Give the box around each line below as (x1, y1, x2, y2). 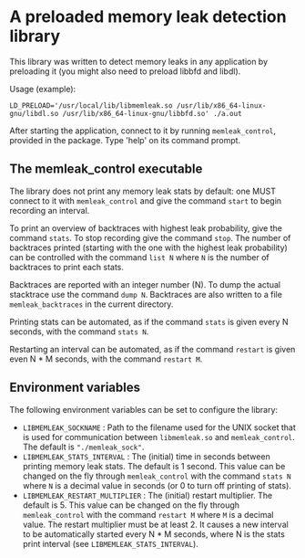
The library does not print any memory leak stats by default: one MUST (9, 185, 276, 196)
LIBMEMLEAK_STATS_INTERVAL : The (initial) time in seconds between (22, 450, 270, 462)
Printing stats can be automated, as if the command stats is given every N (9, 316, 289, 327)
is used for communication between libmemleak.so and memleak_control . (22, 431, 296, 442)
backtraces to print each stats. (9, 261, 125, 272)
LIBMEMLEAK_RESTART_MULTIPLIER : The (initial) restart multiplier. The (22, 490, 273, 500)
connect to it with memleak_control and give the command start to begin (9, 195, 282, 206)
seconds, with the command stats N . (9, 326, 149, 337)
